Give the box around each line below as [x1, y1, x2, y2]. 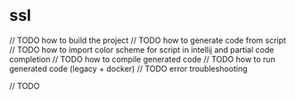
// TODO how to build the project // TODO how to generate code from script [9, 35, 287, 45]
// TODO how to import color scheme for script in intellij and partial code [9, 44, 275, 54]
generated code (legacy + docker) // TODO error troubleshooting [9, 63, 248, 74]
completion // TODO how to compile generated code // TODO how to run [9, 54, 276, 64]
